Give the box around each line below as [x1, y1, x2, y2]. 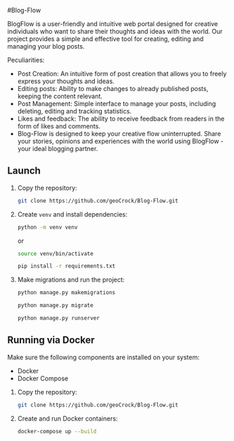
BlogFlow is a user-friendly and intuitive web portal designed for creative [7, 20, 219, 28]
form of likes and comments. [17, 122, 100, 130]
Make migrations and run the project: [17, 275, 125, 284]
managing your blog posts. [7, 42, 85, 50]
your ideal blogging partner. [17, 145, 98, 152]
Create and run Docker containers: [17, 414, 118, 423]
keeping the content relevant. [17, 92, 103, 100]
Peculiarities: [7, 56, 45, 64]
